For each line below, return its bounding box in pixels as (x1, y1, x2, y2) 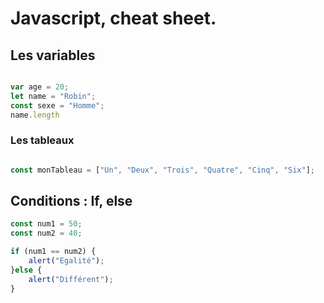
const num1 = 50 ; (10, 219, 83, 229)
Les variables (10, 47, 96, 64)
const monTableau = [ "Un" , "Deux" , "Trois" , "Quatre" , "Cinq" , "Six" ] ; (10, 165, 316, 175)
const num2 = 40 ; (10, 228, 83, 239)
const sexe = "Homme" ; (10, 100, 105, 111)
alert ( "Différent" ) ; (28, 274, 114, 284)
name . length (10, 110, 60, 120)
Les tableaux (10, 133, 75, 147)
